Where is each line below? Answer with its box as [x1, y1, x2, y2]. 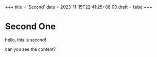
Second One [5, 21, 56, 32]
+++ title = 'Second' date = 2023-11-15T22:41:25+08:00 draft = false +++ [5, 4, 153, 10]
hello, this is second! [5, 37, 46, 43]
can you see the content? [5, 46, 56, 52]
